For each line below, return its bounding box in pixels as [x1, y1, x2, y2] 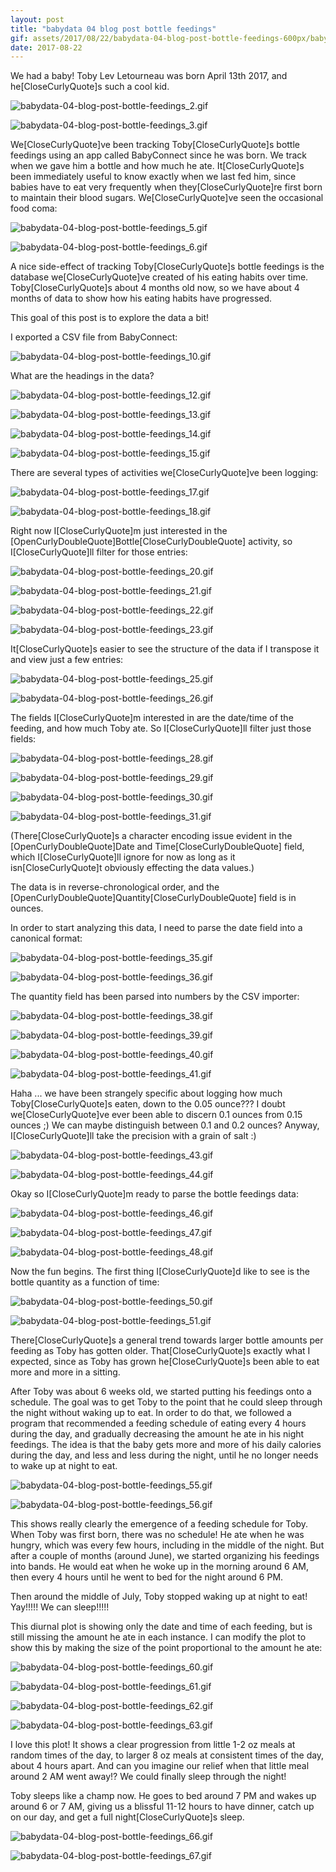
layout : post [10, 14, 65, 25]
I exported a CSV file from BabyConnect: [10, 331, 178, 343]
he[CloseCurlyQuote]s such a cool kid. [10, 81, 170, 93]
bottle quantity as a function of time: [10, 1276, 160, 1288]
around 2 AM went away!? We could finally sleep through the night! [10, 1771, 287, 1783]
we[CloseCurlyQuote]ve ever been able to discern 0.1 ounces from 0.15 [10, 1109, 303, 1121]
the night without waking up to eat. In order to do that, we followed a [10, 1407, 292, 1419]
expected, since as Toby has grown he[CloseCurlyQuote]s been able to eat [10, 1356, 320, 1368]
